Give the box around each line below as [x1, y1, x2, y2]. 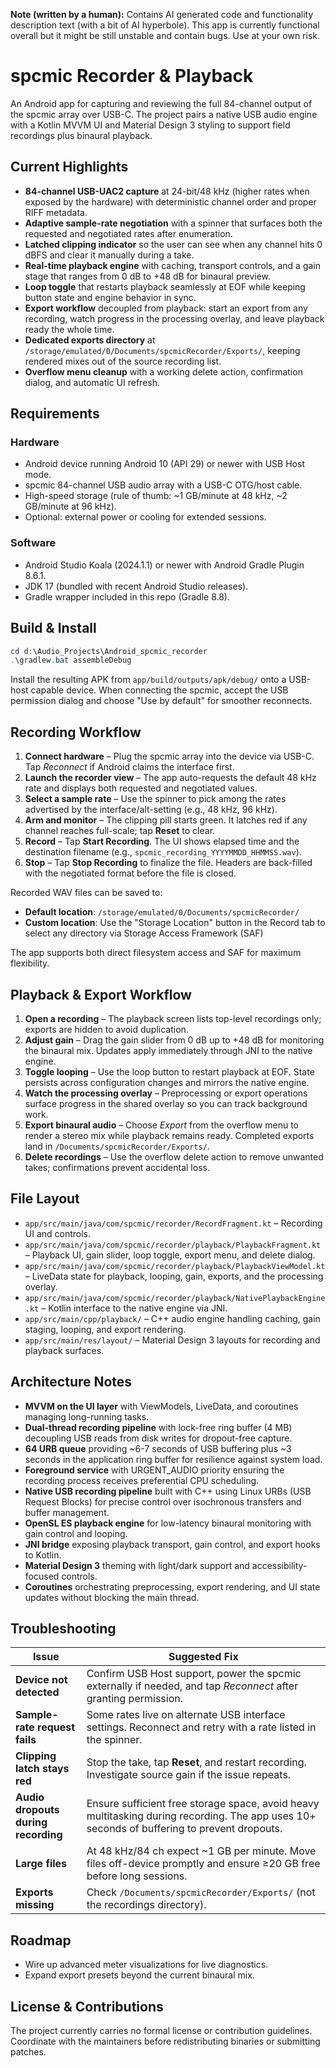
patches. [10, 2045, 47, 2058]
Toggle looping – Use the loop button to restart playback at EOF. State [24, 1065, 315, 1078]
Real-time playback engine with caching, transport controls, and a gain [24, 259, 322, 271]
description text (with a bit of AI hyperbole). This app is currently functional [10, 19, 320, 31]
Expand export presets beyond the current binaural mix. [24, 1969, 255, 1981]
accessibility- [251, 1559, 308, 1571]
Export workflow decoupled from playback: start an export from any [24, 302, 308, 314]
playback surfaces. [24, 1344, 105, 1356]
